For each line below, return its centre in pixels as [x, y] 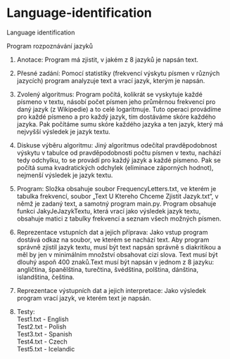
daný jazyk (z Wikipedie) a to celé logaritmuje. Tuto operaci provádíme [119, 109]
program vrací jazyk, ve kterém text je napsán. [84, 298]
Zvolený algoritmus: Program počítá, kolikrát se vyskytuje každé [110, 94]
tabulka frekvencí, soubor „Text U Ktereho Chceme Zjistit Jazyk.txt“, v [117, 196]
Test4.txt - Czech [42, 341]
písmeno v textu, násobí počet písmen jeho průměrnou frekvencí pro [116, 102]
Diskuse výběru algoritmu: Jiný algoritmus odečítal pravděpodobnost [117, 145]
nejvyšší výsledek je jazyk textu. [63, 131]
